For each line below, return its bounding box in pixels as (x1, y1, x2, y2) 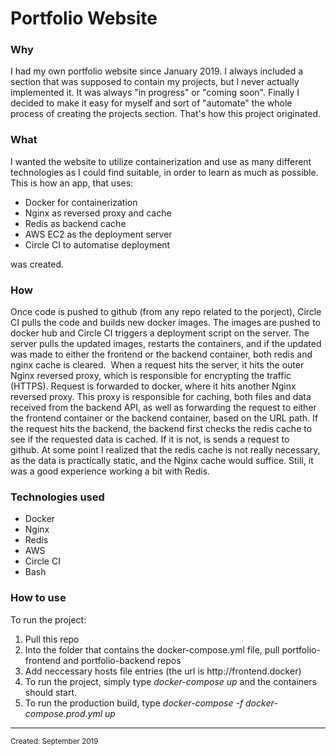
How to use (10, 591, 67, 605)
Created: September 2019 (10, 736, 99, 746)
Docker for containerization (24, 196, 138, 208)
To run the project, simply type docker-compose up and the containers (24, 675, 317, 687)
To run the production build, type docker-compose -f (24, 697, 244, 709)
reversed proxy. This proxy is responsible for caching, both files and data (10, 391, 312, 403)
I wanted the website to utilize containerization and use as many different (10, 155, 312, 167)
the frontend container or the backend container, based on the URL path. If (10, 412, 319, 424)
